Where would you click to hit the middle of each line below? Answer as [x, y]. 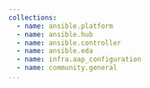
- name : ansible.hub [55, 34]
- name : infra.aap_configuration [79, 59]
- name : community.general [67, 68]
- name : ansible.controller [69, 43]
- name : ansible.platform [65, 26]
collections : [33, 18]
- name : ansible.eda [55, 51]
